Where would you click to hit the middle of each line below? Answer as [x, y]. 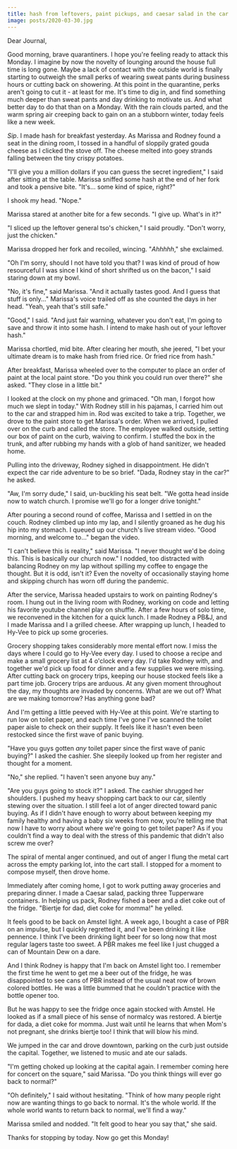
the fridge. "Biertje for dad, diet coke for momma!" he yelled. [95, 907]
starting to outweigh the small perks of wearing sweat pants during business [119, 77]
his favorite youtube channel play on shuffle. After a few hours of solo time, [117, 609]
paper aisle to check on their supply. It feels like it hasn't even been [105, 727]
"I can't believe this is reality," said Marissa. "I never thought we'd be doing [116, 551]
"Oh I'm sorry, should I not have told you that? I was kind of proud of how [114, 263]
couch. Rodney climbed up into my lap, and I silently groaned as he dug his [116, 522]
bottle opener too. [34, 995]
